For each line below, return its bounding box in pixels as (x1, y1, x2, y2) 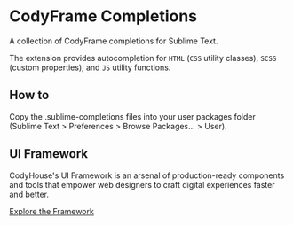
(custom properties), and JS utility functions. (9, 62, 171, 73)
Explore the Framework (9, 206, 95, 216)
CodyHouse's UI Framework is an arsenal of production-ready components (9, 170, 285, 181)
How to (9, 88, 50, 103)
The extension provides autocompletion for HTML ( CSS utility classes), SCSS (9, 52, 277, 63)
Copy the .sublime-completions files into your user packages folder (9, 111, 256, 121)
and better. (9, 189, 49, 199)
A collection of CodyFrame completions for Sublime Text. (9, 35, 218, 46)
